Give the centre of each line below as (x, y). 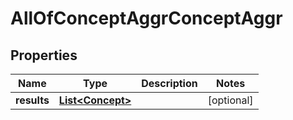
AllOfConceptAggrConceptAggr (146, 18)
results (32, 100)
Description (169, 83)
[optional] (230, 100)
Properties (44, 55)
